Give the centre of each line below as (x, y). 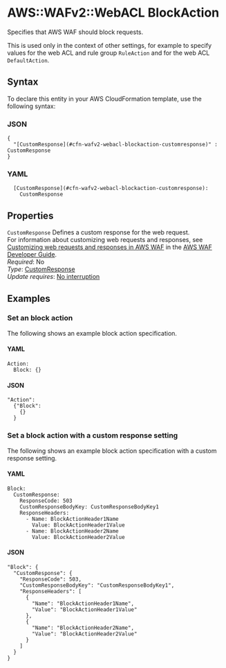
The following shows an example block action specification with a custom (112, 451)
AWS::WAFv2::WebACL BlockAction (113, 13)
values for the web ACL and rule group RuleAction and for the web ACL (109, 53)
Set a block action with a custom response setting (93, 436)
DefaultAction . (28, 60)
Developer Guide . (32, 255)
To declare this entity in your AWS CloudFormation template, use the (104, 99)
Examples (29, 299)
